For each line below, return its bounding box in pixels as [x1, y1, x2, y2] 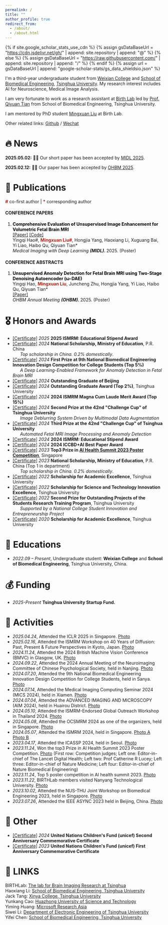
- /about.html [9, 31, 39, 36]
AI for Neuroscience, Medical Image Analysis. [5, 86, 99, 92]
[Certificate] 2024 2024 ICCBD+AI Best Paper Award [12, 441, 123, 448]
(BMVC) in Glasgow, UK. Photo [12, 655, 76, 661]
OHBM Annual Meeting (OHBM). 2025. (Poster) [12, 297, 110, 303]
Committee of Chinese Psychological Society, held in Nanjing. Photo [12, 665, 153, 671]
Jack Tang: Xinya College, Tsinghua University [5, 893, 101, 899]
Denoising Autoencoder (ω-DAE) [12, 276, 82, 282]
